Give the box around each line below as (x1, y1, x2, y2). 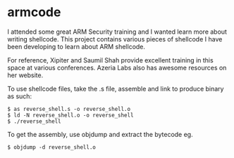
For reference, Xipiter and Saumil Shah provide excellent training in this (7, 55, 214, 64)
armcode (7, 4, 61, 20)
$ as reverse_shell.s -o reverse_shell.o (7, 105, 131, 112)
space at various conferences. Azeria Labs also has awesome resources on (7, 63, 227, 72)
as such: (7, 92, 32, 100)
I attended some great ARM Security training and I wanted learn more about (7, 27, 228, 36)
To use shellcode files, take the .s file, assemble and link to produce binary (7, 84, 224, 93)
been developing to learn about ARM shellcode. (7, 42, 146, 51)
